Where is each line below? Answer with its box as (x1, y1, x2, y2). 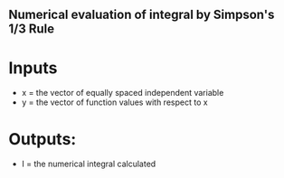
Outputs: (8, 128, 77, 149)
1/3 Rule (8, 22, 55, 37)
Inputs (8, 58, 58, 78)
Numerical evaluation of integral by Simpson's (8, 7, 275, 23)
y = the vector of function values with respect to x (21, 97, 209, 108)
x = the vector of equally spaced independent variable (21, 88, 224, 98)
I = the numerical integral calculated (21, 158, 156, 170)
